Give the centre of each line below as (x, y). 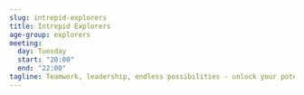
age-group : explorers (50, 34)
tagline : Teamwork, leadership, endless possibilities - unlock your (143, 77)
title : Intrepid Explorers (60, 26)
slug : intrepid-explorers (58, 18)
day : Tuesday (42, 52)
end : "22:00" (42, 69)
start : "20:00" (46, 60)
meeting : (26, 43)
